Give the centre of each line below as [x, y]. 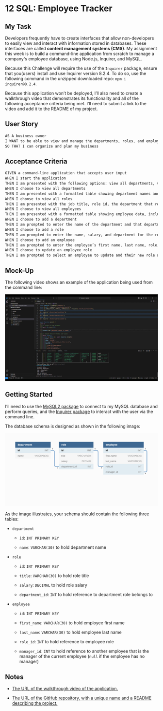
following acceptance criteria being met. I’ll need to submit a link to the [76, 103]
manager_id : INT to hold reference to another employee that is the [84, 651]
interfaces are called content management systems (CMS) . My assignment [81, 48]
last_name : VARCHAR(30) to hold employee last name [71, 632]
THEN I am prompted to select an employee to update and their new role [80, 255]
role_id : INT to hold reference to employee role [66, 642]
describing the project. [35, 703]
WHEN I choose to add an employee [40, 240]
